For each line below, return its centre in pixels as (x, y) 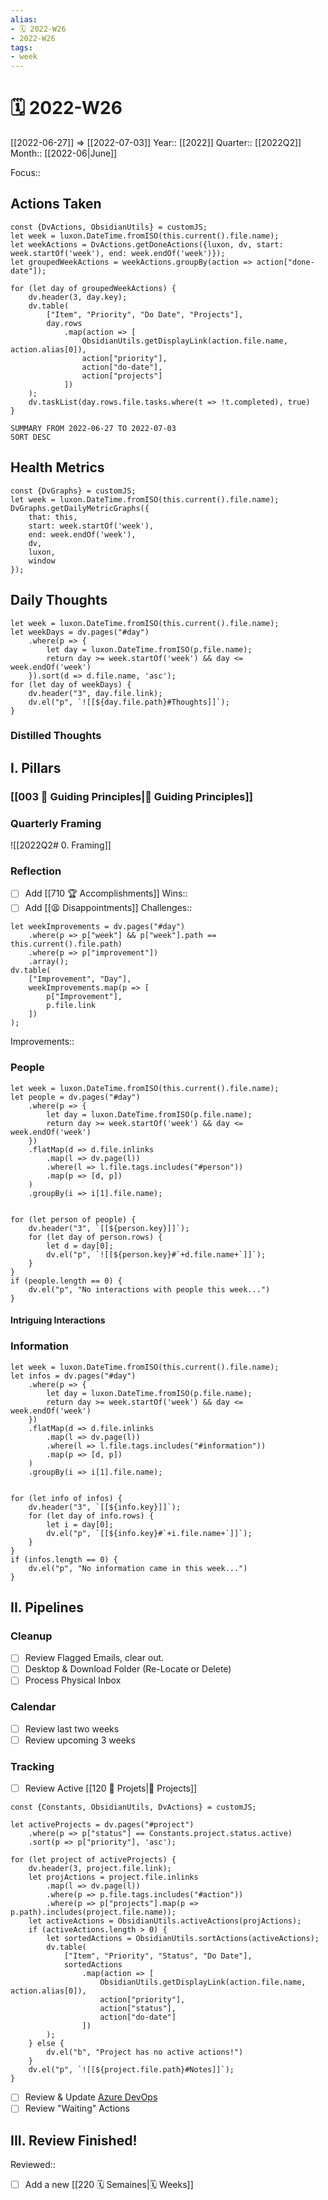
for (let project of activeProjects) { (93, 1860)
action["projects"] (122, 376)
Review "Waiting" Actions (77, 2108)
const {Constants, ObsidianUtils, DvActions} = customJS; (133, 1807)
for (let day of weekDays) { (71, 684)
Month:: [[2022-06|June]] (64, 153)
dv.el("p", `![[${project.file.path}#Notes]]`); (131, 2070)
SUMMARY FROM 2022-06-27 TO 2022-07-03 (93, 428)
